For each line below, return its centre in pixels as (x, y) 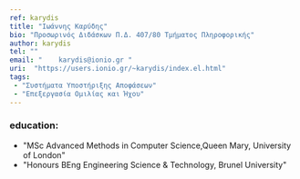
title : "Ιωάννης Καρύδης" (58, 26)
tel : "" (24, 52)
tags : (20, 77)
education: (34, 125)
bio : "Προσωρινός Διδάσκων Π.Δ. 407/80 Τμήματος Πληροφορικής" (132, 35)
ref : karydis (34, 18)
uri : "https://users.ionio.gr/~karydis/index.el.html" (118, 69)
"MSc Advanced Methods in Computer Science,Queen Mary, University (157, 145)
